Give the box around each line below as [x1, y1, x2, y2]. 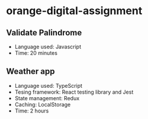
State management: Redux [14, 94, 80, 101]
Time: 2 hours [14, 107, 49, 114]
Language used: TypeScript [14, 82, 83, 89]
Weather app [6, 67, 55, 77]
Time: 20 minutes [14, 49, 58, 57]
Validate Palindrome [6, 28, 82, 38]
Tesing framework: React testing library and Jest [14, 88, 134, 95]
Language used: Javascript [14, 43, 82, 50]
